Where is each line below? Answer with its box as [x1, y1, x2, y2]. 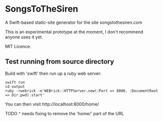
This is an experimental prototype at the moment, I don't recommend [5, 29, 143, 35]
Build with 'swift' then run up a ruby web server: [5, 70, 102, 76]
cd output [5, 84, 25, 89]
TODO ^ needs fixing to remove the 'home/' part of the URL [5, 110, 124, 116]
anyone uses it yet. [5, 34, 43, 40]
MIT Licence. [5, 43, 32, 49]
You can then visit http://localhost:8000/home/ [5, 101, 99, 107]
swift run [5, 80, 25, 85]
